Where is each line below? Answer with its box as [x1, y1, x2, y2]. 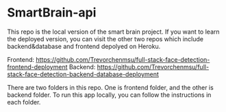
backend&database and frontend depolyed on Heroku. [7, 42, 161, 50]
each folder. [7, 98, 41, 106]
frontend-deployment [7, 63, 68, 71]
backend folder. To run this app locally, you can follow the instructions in [7, 91, 212, 99]
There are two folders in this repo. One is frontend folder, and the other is [7, 83, 214, 91]
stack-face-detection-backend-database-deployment [7, 70, 160, 78]
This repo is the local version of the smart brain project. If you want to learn [7, 27, 221, 36]
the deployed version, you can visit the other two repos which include [7, 34, 204, 43]
